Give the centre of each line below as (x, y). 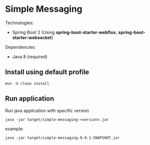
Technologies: (19, 23)
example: (14, 129)
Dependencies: (20, 47)
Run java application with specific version (47, 110)
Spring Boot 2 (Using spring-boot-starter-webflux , (65, 32)
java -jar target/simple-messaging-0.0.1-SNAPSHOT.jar (62, 138)
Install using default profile (47, 72)
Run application (30, 99)
